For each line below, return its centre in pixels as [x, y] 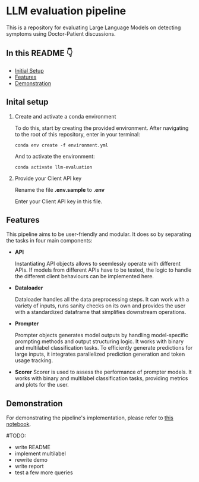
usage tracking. [34, 360]
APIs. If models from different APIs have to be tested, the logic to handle [103, 270]
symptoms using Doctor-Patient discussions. [61, 33]
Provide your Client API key [48, 178]
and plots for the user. [42, 385]
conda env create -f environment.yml [61, 145]
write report [29, 467]
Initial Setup [29, 70]
